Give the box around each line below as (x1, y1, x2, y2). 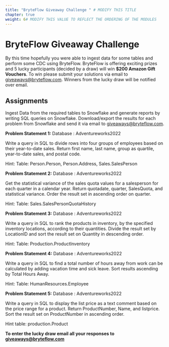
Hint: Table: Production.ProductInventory (5, 241, 90, 247)
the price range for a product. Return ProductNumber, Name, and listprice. (5, 306, 160, 312)
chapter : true (5, 12, 35, 17)
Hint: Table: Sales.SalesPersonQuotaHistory (5, 201, 96, 207)
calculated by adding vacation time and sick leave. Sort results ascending (5, 266, 158, 272)
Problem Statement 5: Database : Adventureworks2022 (5, 291, 122, 297)
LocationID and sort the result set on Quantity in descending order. (5, 231, 144, 237)
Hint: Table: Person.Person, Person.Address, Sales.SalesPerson (5, 161, 138, 167)
